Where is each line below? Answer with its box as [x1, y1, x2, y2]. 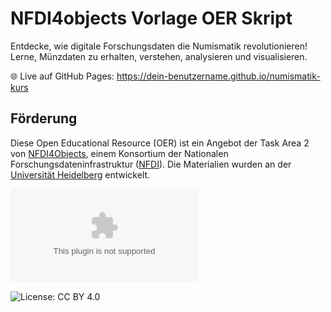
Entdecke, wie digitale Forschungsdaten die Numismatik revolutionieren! [10, 40, 308, 52]
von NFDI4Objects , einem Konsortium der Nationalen [10, 147, 229, 159]
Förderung [10, 110, 78, 127]
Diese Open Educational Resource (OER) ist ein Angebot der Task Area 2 [10, 137, 310, 149]
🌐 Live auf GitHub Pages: [10, 70, 115, 82]
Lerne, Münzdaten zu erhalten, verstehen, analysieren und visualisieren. [10, 50, 308, 62]
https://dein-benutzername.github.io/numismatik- [116, 70, 321, 82]
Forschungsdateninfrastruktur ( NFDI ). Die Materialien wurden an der [10, 158, 292, 170]
